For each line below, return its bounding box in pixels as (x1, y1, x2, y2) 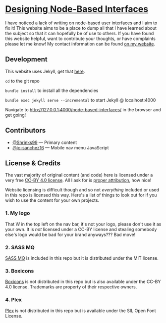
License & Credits (5, 159, 61, 167)
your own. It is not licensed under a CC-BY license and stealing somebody (5, 226, 157, 232)
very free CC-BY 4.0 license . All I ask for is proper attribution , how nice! (5, 177, 152, 184)
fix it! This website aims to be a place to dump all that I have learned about (5, 25, 157, 31)
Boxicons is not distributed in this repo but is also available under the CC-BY (5, 278, 161, 285)
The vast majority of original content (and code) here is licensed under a (5, 172, 153, 178)
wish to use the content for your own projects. (5, 197, 100, 203)
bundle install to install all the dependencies (5, 88, 99, 93)
